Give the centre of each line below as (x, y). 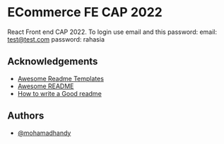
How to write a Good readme (60, 93)
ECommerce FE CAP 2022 (85, 12)
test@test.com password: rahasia (56, 39)
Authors (26, 116)
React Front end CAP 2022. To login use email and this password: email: (112, 32)
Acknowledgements (53, 62)
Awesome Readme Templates (61, 78)
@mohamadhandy (44, 133)
